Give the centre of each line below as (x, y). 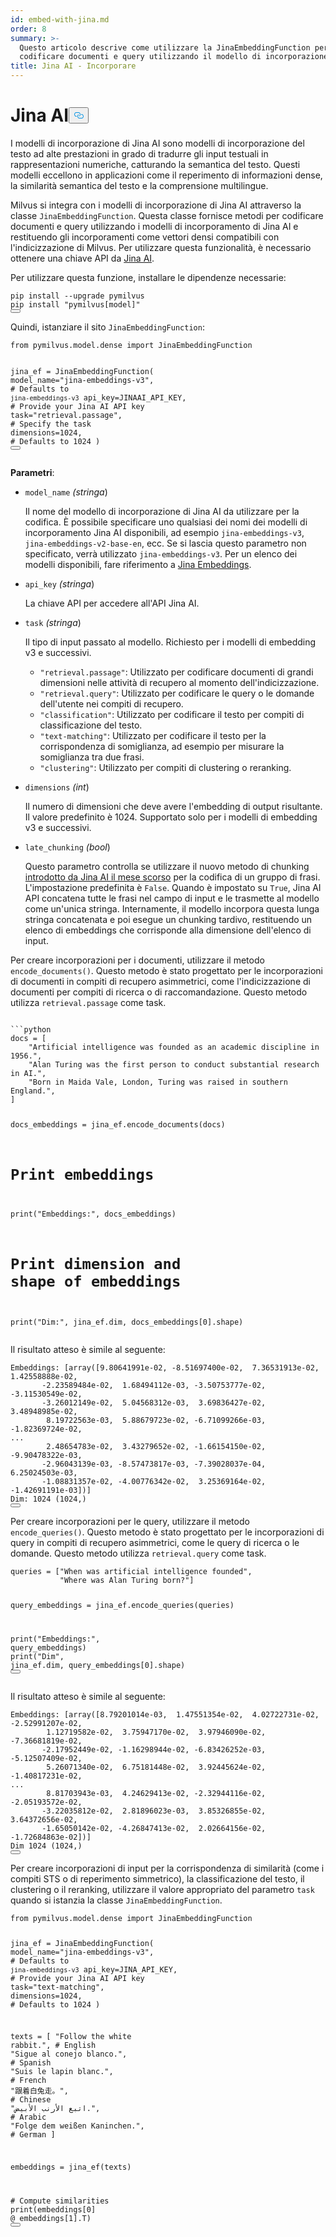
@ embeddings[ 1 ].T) (51, 2219)
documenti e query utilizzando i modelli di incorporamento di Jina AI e (154, 226)
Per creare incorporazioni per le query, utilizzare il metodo (130, 1521)
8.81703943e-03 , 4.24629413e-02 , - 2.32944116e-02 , (156, 1793)
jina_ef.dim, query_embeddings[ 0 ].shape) (98, 1665)
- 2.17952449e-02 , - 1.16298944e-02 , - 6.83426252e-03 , (154, 1749)
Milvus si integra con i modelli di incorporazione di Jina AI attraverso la (156, 205)
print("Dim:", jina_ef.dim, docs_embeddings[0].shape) (127, 1322)
